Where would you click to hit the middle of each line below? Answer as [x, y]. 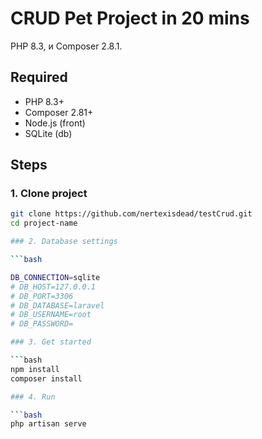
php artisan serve [48, 424]
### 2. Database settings [64, 242]
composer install [46, 378]
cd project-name [44, 223]
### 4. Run [33, 397]
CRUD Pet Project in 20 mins [130, 18]
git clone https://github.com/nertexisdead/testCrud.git [131, 214]
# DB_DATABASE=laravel [57, 305]
